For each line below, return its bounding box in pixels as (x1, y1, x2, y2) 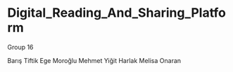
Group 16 (7, 43, 34, 51)
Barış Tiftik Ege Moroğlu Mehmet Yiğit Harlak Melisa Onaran (7, 56, 182, 64)
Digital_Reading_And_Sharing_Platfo (7, 5, 227, 21)
